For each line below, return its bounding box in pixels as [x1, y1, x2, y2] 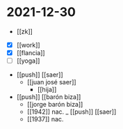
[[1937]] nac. [26, 115, 64, 123]
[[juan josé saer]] [26, 78, 77, 86]
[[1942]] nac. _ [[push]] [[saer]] [26, 107, 117, 116]
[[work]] [16, 40, 40, 49]
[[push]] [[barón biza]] [16, 93, 81, 101]
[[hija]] [37, 85, 57, 94]
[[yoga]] [16, 56, 40, 65]
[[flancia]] [16, 49, 46, 56]
